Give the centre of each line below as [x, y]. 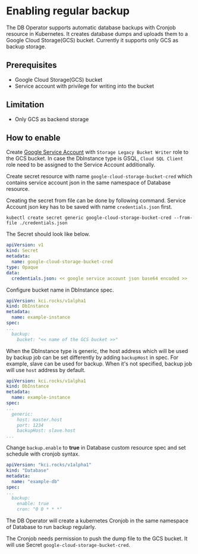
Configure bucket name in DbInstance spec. [60, 290]
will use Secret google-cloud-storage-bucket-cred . [68, 545]
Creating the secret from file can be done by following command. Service [96, 200]
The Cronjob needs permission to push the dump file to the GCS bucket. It [97, 538]
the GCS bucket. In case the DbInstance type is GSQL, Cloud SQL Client [95, 159]
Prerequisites [32, 65]
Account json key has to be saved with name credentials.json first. [89, 207]
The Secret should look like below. [48, 234]
